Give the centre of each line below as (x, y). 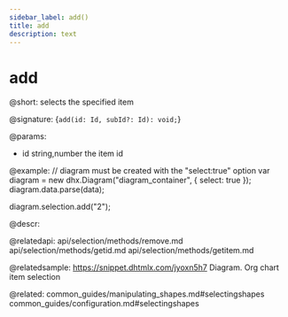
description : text (43, 34)
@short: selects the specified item (72, 102)
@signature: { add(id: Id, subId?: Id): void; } (95, 120)
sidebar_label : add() (49, 17)
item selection (35, 277)
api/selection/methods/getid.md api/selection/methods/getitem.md (132, 251)
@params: (28, 136)
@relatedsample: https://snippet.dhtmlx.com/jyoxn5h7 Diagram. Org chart (144, 267)
